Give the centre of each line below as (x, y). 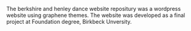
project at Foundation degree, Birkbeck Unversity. (69, 22)
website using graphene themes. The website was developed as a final (96, 15)
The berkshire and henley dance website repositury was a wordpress (94, 9)
